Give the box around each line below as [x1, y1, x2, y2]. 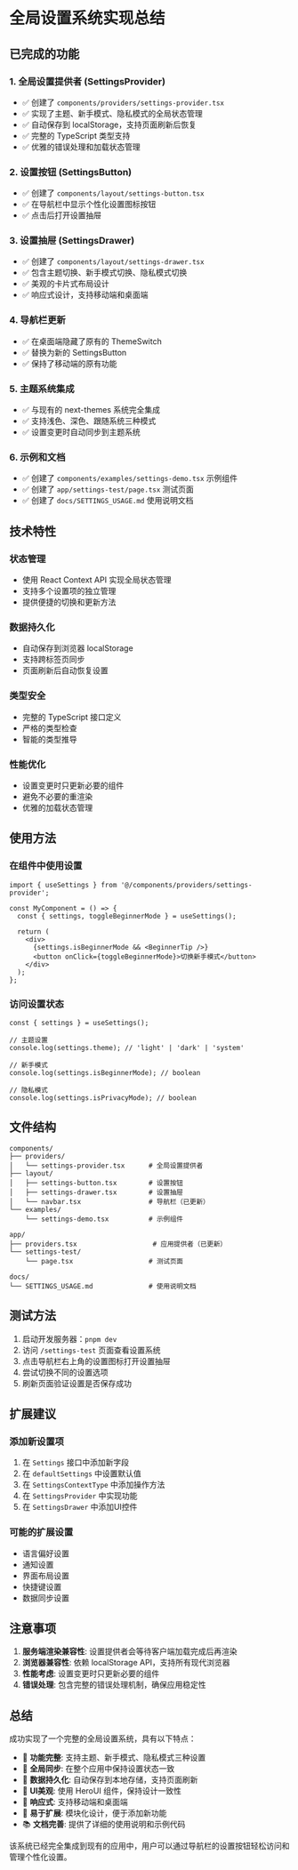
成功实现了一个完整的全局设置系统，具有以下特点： [9, 1733, 197, 1744]
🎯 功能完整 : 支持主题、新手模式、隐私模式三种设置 [21, 1753, 206, 1763]
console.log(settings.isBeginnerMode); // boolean [9, 1068, 201, 1077]
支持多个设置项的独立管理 [21, 586, 117, 597]
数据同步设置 [21, 1593, 69, 1603]
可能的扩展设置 [9, 1526, 74, 1538]
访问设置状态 [9, 998, 65, 1010]
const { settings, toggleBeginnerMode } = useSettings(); [17, 911, 238, 920]
